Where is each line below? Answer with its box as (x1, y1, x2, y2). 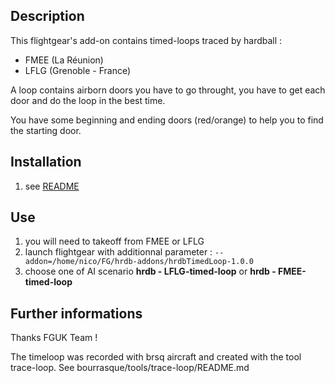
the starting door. (10, 124, 82, 136)
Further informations (10, 305, 143, 322)
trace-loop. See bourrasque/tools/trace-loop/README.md (10, 362, 250, 374)
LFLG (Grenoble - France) (24, 64, 132, 76)
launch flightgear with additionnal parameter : (24, 246, 213, 258)
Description (10, 8, 85, 25)
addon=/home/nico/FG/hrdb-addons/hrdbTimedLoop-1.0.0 (24, 257, 254, 267)
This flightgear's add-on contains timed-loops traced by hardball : (10, 34, 283, 46)
